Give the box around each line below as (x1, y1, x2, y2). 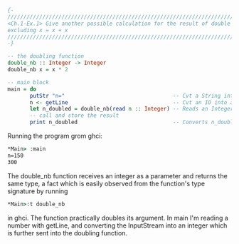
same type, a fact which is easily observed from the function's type (7, 179, 205, 188)
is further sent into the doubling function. (7, 228, 128, 237)
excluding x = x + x (7, 26, 69, 34)
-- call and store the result (29, 112, 119, 119)
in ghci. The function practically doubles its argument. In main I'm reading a (7, 213, 229, 222)
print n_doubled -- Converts (29, 118, 208, 126)
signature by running (7, 186, 68, 195)
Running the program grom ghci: (7, 132, 103, 140)
